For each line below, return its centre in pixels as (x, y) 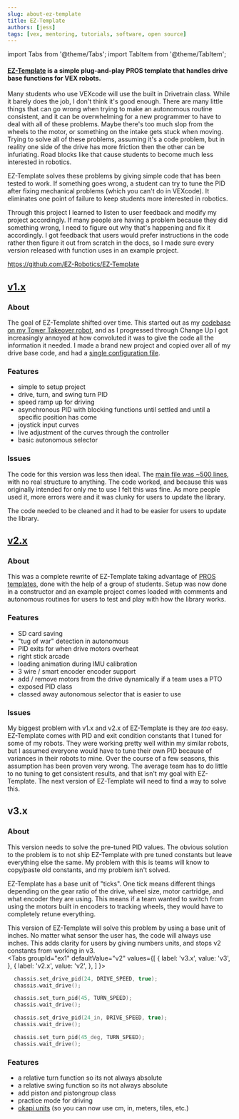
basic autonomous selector (58, 440)
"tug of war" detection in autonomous (73, 641)
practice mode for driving (55, 1100)
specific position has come (57, 417)
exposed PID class (45, 687)
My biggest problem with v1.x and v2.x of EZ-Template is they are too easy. (118, 728)
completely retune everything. (52, 913)
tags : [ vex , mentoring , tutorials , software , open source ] (97, 34)
